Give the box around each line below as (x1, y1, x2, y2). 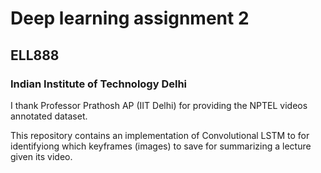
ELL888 (10, 47, 60, 64)
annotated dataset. (10, 110, 88, 122)
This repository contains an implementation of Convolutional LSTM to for (10, 129, 310, 141)
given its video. (10, 150, 73, 162)
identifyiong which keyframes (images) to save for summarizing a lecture (10, 140, 312, 152)
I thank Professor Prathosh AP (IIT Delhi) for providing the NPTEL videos (10, 99, 308, 111)
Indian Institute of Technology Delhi (10, 77, 188, 91)
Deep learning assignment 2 (10, 7, 250, 30)
